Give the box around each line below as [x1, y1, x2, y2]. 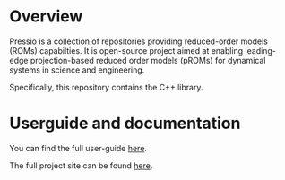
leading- [245, 45, 276, 56]
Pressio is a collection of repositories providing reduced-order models [9, 36, 269, 47]
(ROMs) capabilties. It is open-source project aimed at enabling [9, 45, 244, 56]
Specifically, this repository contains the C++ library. [9, 81, 203, 92]
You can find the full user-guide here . [9, 142, 148, 153]
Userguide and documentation [9, 114, 241, 133]
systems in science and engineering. [9, 64, 145, 75]
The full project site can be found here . [9, 159, 153, 171]
